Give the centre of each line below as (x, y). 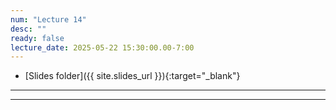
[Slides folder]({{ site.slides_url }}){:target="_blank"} (132, 76)
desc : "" (28, 29)
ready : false (37, 38)
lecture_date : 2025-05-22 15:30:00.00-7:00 (102, 47)
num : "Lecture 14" (48, 19)
